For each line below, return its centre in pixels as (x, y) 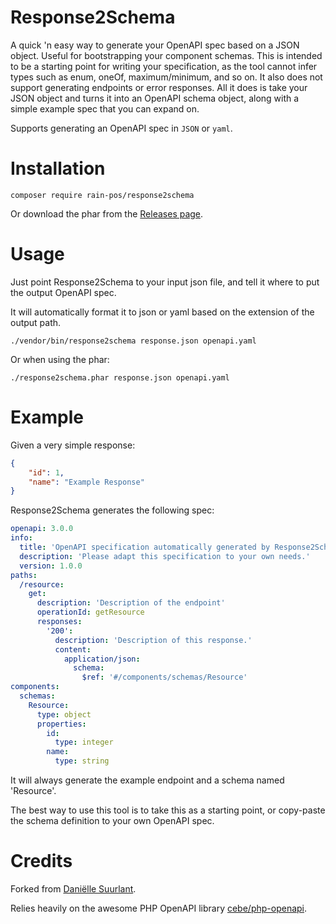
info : (21, 538)
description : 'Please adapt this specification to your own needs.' (165, 556)
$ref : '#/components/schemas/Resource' (164, 677)
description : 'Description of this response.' (153, 640)
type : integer (84, 742)
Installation (58, 168)
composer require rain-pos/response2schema (102, 195)
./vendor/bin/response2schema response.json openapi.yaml (133, 341)
